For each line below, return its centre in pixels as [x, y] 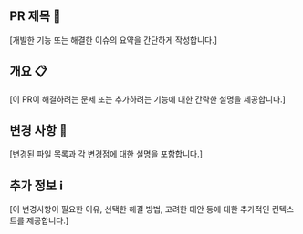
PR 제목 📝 [35, 16]
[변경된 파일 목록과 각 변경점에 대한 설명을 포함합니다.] [106, 154]
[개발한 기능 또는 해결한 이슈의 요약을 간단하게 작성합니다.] [113, 40]
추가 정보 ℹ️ [37, 185]
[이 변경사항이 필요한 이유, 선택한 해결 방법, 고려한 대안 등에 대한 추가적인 [140, 209]
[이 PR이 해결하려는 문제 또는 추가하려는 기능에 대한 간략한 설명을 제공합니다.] [147, 99]
